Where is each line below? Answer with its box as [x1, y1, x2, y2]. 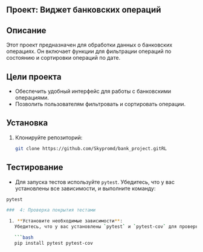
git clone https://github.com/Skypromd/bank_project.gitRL [14, 145, 167, 151]
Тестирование [6, 162, 63, 172]
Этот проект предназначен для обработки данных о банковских [6, 42, 173, 49]
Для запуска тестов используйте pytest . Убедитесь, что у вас [14, 178, 175, 186]
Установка [6, 118, 48, 128]
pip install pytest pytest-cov [14, 240, 94, 246]
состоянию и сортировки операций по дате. [6, 54, 121, 61]
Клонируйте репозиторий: [14, 134, 83, 141]
